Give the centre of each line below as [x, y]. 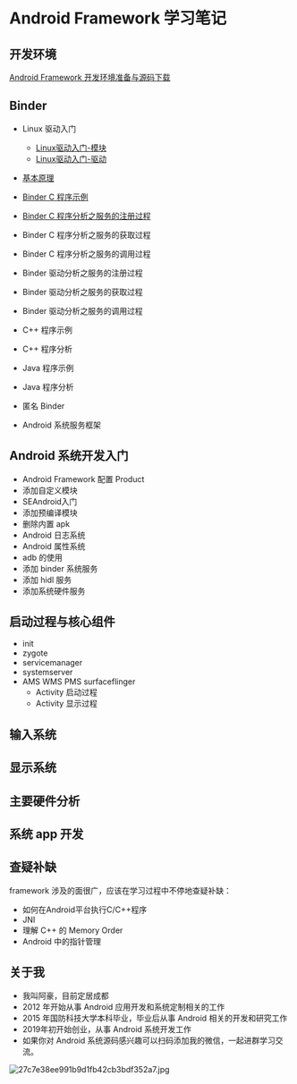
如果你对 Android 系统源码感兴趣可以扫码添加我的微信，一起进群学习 [148, 1040]
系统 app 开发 [47, 834]
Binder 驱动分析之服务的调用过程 [82, 310]
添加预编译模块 [50, 512]
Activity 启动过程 [67, 692]
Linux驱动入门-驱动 [71, 158]
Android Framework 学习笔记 [118, 18]
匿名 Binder [43, 406]
